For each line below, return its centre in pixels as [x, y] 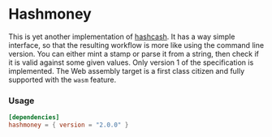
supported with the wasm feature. [63, 79]
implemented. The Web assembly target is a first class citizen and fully [127, 71]
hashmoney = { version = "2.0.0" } [69, 125]
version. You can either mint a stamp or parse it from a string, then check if [134, 54]
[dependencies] [34, 118]
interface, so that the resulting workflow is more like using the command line [136, 45]
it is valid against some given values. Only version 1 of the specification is [131, 62]
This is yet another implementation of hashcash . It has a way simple [122, 36]
